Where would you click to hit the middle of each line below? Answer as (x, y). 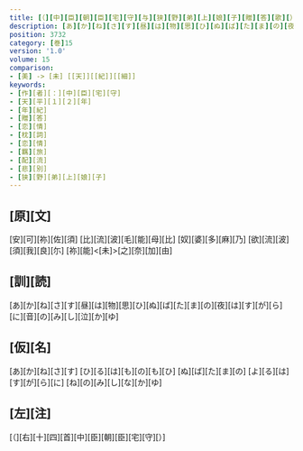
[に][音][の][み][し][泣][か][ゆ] (64, 316)
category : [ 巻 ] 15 (41, 43)
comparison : (32, 69)
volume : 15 (30, 60)
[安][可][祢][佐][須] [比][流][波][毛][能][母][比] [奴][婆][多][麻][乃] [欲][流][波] (150, 239)
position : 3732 (38, 34)
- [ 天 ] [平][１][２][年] (50, 101)
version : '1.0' (38, 51)
